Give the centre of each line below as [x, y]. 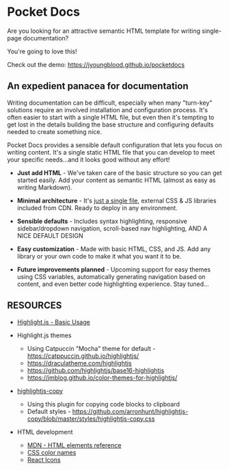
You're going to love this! [42, 51]
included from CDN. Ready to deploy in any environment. [97, 208]
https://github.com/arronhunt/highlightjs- [130, 411]
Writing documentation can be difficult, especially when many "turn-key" [110, 103]
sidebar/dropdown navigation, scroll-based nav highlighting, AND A [112, 228]
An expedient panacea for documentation [98, 86]
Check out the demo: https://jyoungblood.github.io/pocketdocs [96, 64]
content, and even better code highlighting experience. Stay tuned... [113, 284]
